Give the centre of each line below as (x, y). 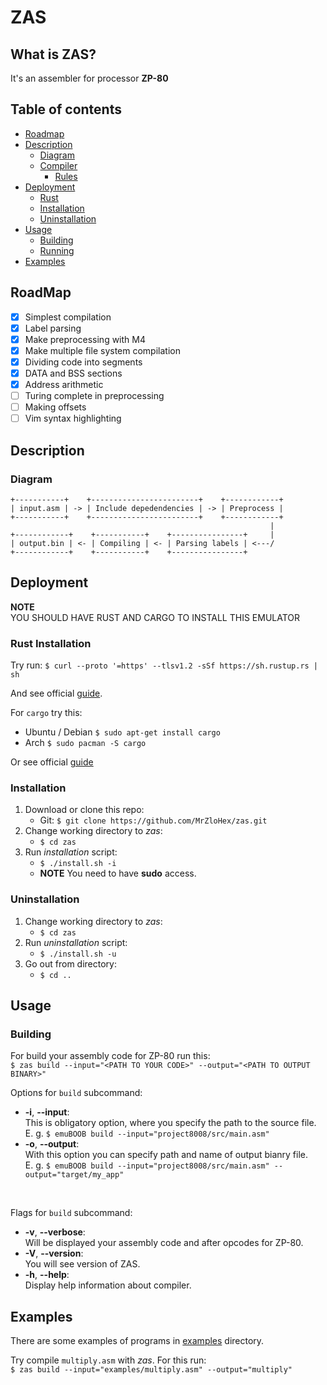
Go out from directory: (70, 963)
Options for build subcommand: (76, 1093)
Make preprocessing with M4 (85, 339)
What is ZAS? (53, 54)
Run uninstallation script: (76, 942)
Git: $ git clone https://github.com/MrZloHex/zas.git (153, 820)
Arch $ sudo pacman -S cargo (85, 743)
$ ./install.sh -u (78, 954)
